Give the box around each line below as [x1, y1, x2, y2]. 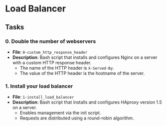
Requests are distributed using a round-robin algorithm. [19, 115, 134, 121]
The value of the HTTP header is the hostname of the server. [19, 70, 145, 76]
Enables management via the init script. [19, 110, 101, 116]
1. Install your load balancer [5, 83, 73, 90]
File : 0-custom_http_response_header [12, 49, 88, 55]
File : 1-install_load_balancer [12, 94, 74, 100]
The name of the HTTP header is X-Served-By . [19, 65, 115, 71]
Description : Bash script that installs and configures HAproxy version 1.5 [12, 99, 162, 105]
